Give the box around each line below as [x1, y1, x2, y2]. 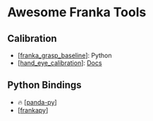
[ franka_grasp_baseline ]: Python [17, 51, 112, 59]
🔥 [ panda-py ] [17, 98, 58, 106]
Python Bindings [7, 79, 82, 91]
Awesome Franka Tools [7, 4, 147, 21]
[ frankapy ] [17, 105, 49, 114]
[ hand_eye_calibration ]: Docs [17, 59, 102, 67]
